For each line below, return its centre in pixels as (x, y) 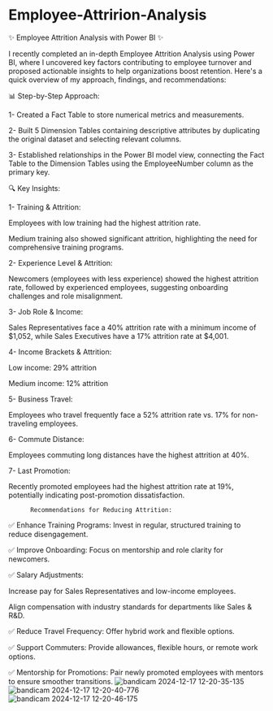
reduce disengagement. (48, 534)
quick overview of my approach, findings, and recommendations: (117, 80)
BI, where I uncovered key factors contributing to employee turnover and (130, 62)
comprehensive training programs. (66, 247)
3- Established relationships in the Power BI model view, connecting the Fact (136, 154)
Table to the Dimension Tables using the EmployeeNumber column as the (131, 163)
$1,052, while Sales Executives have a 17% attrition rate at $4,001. (119, 336)
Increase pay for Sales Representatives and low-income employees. (122, 591)
